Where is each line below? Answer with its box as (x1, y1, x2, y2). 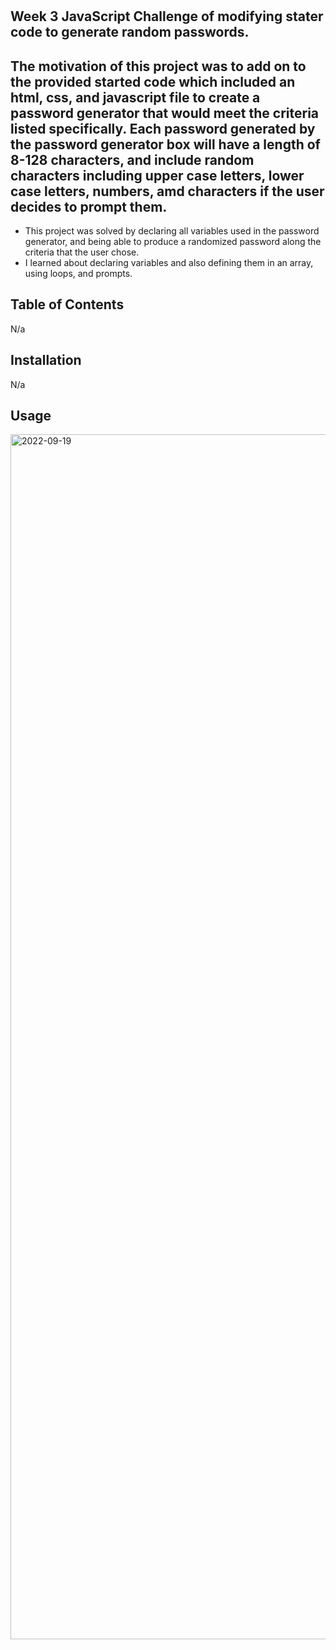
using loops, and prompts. (24, 268, 133, 279)
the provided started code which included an (10, 73, 296, 90)
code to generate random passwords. (10, 24, 250, 41)
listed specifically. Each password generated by (10, 120, 316, 137)
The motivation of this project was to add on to (10, 58, 307, 75)
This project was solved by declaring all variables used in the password (24, 225, 320, 237)
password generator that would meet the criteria (10, 104, 320, 122)
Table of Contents (10, 296, 125, 313)
